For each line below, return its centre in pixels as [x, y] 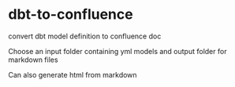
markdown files [33, 60]
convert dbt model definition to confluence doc [85, 36]
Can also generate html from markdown [73, 74]
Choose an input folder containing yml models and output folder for [117, 51]
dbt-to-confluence [71, 14]
